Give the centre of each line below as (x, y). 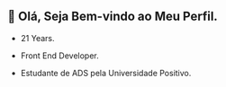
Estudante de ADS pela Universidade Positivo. (106, 73)
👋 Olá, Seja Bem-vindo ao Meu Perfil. (113, 17)
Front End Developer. (59, 56)
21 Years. (37, 38)
